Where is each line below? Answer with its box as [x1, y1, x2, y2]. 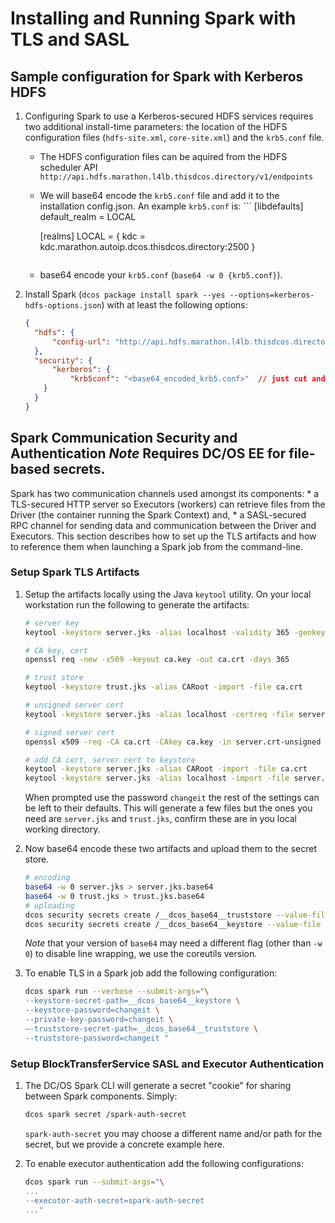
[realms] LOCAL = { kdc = [39, 230, 146, 242]
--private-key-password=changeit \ [24, 1015, 174, 1025]
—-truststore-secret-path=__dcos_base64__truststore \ [24, 1023, 259, 1034]
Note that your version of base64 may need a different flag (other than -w [24, 937, 323, 949]
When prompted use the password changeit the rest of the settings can [24, 792, 320, 804]
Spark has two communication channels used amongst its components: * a [10, 487, 320, 499]
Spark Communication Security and [10, 430, 238, 447]
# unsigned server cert [24, 700, 125, 711]
